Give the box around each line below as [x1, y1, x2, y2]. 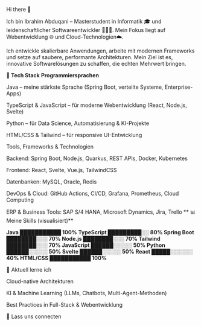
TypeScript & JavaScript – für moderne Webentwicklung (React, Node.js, [6, 101, 187, 109]
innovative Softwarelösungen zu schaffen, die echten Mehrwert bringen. [6, 60, 187, 67]
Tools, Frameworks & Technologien [6, 143, 94, 150]
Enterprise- [164, 83, 193, 91]
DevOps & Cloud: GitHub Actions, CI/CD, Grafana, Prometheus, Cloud [6, 190, 179, 197]
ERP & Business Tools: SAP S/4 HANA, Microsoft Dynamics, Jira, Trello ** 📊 [6, 208, 196, 216]
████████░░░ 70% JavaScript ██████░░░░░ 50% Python [6, 241, 166, 249]
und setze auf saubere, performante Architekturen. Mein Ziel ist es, [6, 54, 173, 60]
